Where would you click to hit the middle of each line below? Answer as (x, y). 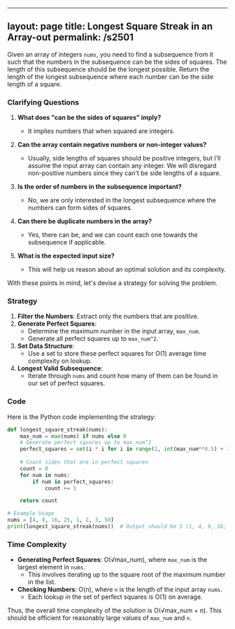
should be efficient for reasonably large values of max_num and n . (100, 618)
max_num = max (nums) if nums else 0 (73, 436)
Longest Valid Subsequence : (60, 368)
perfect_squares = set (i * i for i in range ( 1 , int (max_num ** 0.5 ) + (122, 449)
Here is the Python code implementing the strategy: (81, 417)
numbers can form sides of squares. (80, 208)
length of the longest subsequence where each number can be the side (111, 76)
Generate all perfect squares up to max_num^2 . (93, 339)
